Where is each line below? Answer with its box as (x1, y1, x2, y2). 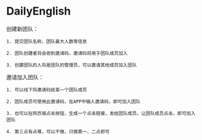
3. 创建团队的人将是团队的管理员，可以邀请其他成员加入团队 (6, 62, 137, 68)
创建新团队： (6, 25, 38, 32)
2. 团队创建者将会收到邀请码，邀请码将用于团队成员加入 (6, 50, 128, 56)
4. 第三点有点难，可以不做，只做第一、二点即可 (6, 128, 110, 135)
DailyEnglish (6, 4, 71, 18)
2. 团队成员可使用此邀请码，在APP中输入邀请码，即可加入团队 (6, 99, 141, 105)
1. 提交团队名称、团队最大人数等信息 (6, 38, 87, 44)
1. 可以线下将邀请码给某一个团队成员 (6, 86, 87, 93)
